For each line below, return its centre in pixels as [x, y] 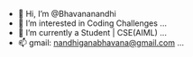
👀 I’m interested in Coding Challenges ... [92, 23]
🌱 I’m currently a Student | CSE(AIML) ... [92, 33]
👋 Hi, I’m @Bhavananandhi [67, 14]
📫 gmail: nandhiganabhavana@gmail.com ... [101, 43]
